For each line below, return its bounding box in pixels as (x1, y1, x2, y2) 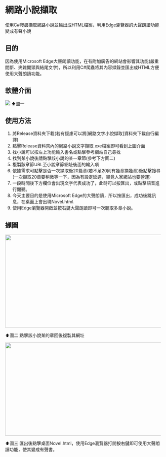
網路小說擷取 (5, 4, 58, 16)
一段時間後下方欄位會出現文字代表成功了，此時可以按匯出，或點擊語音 (12, 180, 156, 186)
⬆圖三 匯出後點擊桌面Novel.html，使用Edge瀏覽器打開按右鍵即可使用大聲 (5, 440, 156, 447)
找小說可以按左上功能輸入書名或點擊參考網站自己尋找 (12, 149, 121, 155)
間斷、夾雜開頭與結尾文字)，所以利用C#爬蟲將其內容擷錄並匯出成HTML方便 (5, 64, 160, 70)
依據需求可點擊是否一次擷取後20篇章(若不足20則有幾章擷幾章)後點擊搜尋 (12, 168, 161, 174)
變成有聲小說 (5, 28, 31, 34)
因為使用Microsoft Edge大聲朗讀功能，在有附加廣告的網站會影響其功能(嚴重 (5, 58, 159, 64)
